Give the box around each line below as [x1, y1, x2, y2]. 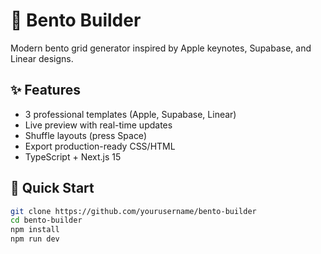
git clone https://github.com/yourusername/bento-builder [10, 206, 257, 216]
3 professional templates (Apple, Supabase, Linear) [24, 108, 237, 120]
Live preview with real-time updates [24, 119, 173, 131]
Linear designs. [10, 52, 74, 64]
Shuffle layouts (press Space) [24, 129, 147, 141]
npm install [10, 225, 60, 235]
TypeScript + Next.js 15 [24, 150, 122, 163]
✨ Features [10, 82, 81, 99]
